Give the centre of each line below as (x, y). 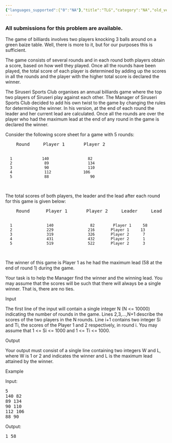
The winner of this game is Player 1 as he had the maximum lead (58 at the (84, 262)
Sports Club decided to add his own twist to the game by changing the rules (85, 103)
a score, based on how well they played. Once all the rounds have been (81, 65)
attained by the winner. (29, 361)
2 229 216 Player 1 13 (78, 230)
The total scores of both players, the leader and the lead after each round (83, 196)
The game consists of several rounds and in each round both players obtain (85, 60)
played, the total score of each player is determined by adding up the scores (86, 71)
